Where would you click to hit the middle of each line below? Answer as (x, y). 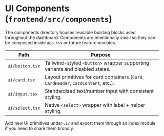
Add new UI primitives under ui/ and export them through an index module (80, 123)
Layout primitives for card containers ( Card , (94, 77)
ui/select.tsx (24, 108)
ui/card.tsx (21, 80)
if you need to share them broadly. (40, 128)
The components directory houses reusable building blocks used (70, 32)
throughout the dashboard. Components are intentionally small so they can (80, 38)
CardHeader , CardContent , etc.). (80, 83)
